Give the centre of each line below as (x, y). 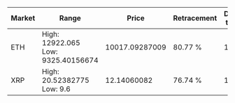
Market (23, 18)
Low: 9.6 (56, 89)
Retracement (195, 18)
